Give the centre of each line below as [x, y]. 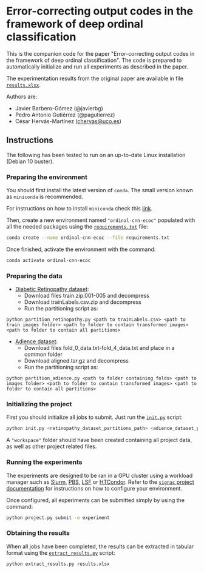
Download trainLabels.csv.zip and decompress [83, 302]
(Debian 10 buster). [30, 161]
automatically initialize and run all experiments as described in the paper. [97, 66]
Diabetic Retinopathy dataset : [52, 289]
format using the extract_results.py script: [61, 552]
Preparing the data [34, 276]
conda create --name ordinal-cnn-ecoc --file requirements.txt [88, 238]
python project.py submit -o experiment [58, 518]
